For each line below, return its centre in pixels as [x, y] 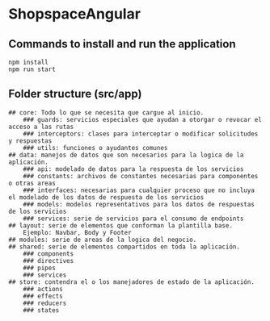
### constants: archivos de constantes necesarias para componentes [141, 176]
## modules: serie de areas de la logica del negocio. [103, 240]
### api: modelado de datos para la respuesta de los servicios [133, 169]
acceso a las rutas [41, 127]
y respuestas [30, 141]
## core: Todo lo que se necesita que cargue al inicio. [106, 113]
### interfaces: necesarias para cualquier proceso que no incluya [139, 190]
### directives [49, 261]
